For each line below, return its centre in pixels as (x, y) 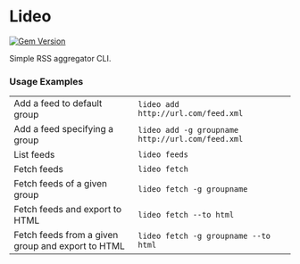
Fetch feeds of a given (61, 184)
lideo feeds (163, 155)
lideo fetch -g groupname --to (204, 236)
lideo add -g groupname (188, 130)
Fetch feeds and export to (68, 210)
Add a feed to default (58, 103)
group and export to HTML (69, 246)
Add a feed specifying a (64, 129)
